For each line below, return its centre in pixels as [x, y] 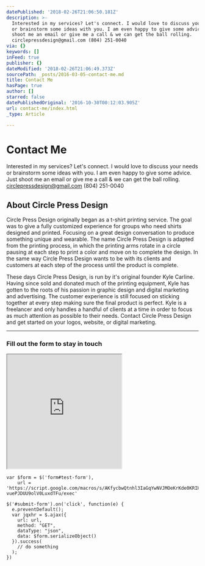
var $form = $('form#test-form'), [50, 478]
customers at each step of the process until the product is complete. [92, 265]
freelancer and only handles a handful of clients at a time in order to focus [99, 309]
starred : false [26, 97]
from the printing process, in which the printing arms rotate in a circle [94, 246]
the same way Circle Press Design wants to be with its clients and [89, 259]
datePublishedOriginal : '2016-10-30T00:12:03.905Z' [73, 102]
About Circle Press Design [57, 205]
